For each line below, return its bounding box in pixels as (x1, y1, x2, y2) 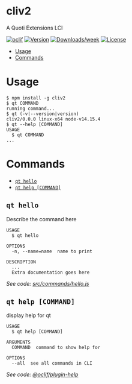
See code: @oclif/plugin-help (6, 371, 79, 378)
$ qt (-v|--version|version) (6, 110, 79, 117)
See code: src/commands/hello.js (6, 280, 89, 287)
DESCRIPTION (6, 259, 36, 265)
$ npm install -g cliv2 (6, 95, 66, 101)
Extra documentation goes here (11, 269, 90, 275)
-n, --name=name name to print (11, 248, 93, 254)
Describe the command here (6, 215, 77, 222)
